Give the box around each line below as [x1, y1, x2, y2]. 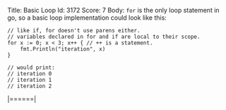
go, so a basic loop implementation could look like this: [7, 13, 167, 22]
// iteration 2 [7, 82, 52, 90]
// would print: [7, 64, 55, 71]
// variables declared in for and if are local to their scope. [7, 33, 201, 40]
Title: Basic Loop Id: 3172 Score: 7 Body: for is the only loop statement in [7, 6, 220, 14]
